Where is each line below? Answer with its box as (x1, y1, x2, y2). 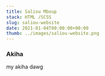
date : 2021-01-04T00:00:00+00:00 (6, 25, 89, 31)
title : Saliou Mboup (6, 8, 58, 15)
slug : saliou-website (6, 19, 60, 25)
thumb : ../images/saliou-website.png (6, 31, 100, 37)
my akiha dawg (6, 63, 43, 71)
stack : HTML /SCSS (6, 14, 52, 20)
